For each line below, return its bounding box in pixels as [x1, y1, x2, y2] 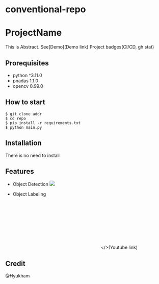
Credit [5, 259, 25, 268]
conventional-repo [5, 4, 86, 15]
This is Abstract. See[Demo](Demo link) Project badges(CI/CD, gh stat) [5, 44, 154, 50]
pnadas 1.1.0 [12, 78, 38, 84]
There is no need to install [5, 152, 60, 158]
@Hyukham [5, 273, 30, 279]
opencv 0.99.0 [12, 83, 43, 89]
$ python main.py [5, 125, 42, 130]
